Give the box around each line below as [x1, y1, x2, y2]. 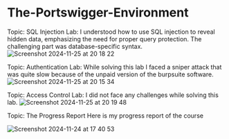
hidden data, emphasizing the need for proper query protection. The [7, 34, 202, 43]
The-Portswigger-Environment [7, 5, 189, 21]
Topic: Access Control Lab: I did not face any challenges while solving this [7, 91, 219, 99]
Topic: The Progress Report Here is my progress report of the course [7, 111, 204, 120]
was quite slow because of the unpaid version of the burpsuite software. [7, 70, 214, 78]
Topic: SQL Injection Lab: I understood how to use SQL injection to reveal [7, 28, 216, 36]
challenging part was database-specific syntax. [7, 42, 143, 50]
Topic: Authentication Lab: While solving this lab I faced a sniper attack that [7, 63, 222, 71]
